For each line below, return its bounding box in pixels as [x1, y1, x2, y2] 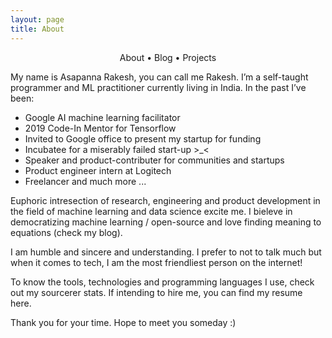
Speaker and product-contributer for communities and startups [24, 154, 285, 166]
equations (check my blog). [10, 226, 123, 238]
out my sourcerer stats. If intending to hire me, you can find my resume [10, 286, 303, 298]
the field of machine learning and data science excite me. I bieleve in [10, 205, 293, 217]
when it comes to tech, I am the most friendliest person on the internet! [10, 256, 303, 268]
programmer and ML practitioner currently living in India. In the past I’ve [10, 81, 307, 93]
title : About [10, 24, 65, 34]
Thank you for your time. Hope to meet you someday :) [10, 316, 237, 328]
